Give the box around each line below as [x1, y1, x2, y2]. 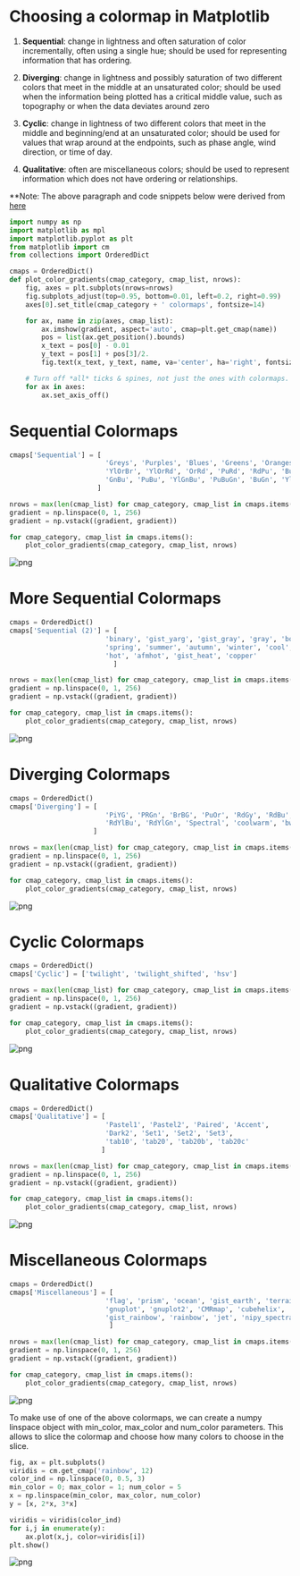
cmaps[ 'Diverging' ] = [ [9, 802, 98, 811]
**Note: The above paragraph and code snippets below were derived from [9, 191, 286, 201]
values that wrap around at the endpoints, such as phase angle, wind [21, 137, 277, 148]
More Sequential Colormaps [9, 589, 221, 609]
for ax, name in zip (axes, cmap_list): [25, 316, 174, 326]
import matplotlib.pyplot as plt [9, 234, 134, 243]
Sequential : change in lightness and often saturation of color [21, 36, 247, 47]
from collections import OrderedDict [9, 250, 150, 260]
